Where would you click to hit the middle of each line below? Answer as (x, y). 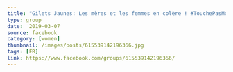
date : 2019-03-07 (34, 26)
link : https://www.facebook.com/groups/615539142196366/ (91, 58)
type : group (24, 20)
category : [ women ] (34, 39)
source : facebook (32, 33)
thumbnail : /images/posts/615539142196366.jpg (76, 45)
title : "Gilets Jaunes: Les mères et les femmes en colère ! (97, 13)
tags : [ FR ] (23, 52)
